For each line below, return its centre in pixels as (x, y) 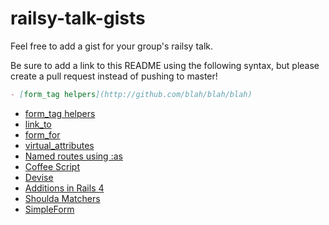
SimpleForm (49, 209)
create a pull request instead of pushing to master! (114, 76)
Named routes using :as (73, 156)
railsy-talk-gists (78, 18)
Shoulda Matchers (62, 198)
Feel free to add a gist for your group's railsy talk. (112, 46)
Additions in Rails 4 (64, 188)
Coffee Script (52, 166)
